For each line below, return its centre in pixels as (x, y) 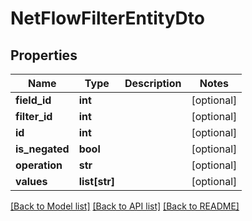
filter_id (34, 116)
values (31, 181)
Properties (44, 55)
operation (39, 165)
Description (153, 83)
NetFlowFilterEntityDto (107, 18)
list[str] (96, 181)
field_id (33, 100)
